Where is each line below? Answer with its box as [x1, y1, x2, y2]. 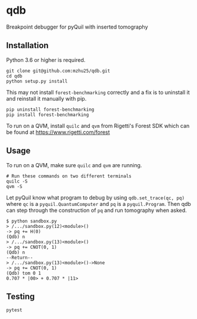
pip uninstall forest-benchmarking [6, 107, 95, 112]
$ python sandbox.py [6, 218, 58, 224]
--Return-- [6, 254, 33, 261]
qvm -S [6, 183, 23, 189]
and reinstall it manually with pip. [6, 95, 87, 102]
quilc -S [6, 178, 28, 184]
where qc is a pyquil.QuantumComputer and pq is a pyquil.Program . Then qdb [6, 200, 192, 207]
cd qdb [6, 73, 23, 79]
